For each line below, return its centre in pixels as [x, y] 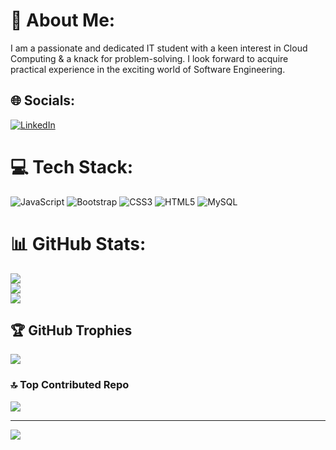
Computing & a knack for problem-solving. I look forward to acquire [149, 58]
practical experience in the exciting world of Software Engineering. [148, 69]
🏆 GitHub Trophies [71, 330]
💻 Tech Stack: [72, 166]
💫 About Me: [63, 20]
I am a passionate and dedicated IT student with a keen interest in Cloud [159, 48]
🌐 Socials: [43, 100]
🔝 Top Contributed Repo [70, 385]
